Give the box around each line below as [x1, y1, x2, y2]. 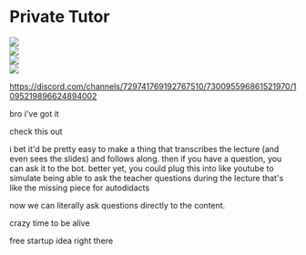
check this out [9, 126, 63, 137]
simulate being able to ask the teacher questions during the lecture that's [9, 172, 284, 183]
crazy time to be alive [9, 217, 90, 229]
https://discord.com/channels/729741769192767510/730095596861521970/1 [9, 80, 297, 92]
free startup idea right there [9, 235, 114, 246]
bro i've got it [9, 107, 59, 119]
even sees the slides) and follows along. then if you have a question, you [9, 153, 282, 164]
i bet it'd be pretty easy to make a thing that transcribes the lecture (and [9, 143, 280, 154]
